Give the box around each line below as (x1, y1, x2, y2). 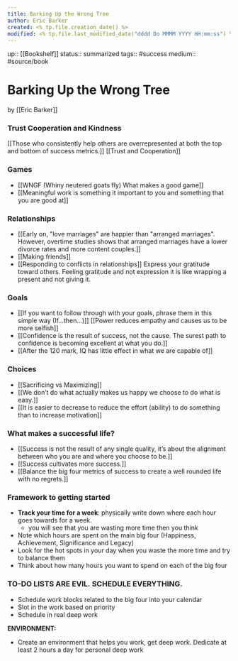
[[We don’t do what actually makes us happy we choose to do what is (17, 388, 221, 396)
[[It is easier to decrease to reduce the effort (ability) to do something (17, 403, 221, 412)
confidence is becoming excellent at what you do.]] (17, 339, 168, 348)
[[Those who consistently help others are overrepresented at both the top (7, 139, 222, 148)
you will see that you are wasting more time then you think (28, 523, 198, 532)
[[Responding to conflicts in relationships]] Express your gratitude (17, 260, 210, 268)
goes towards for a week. (17, 516, 92, 525)
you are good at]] (17, 196, 69, 204)
